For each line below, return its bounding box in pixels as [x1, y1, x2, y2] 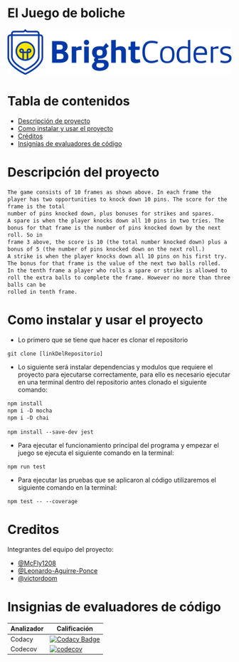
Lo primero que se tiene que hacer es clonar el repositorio [17, 336, 188, 345]
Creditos [7, 522, 60, 538]
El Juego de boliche [7, 5, 126, 21]
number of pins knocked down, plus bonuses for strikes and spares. [7, 210, 215, 218]
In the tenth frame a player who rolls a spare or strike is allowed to [7, 267, 228, 275]
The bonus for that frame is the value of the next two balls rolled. [7, 260, 221, 268]
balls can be [7, 281, 46, 289]
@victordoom [17, 574, 58, 583]
